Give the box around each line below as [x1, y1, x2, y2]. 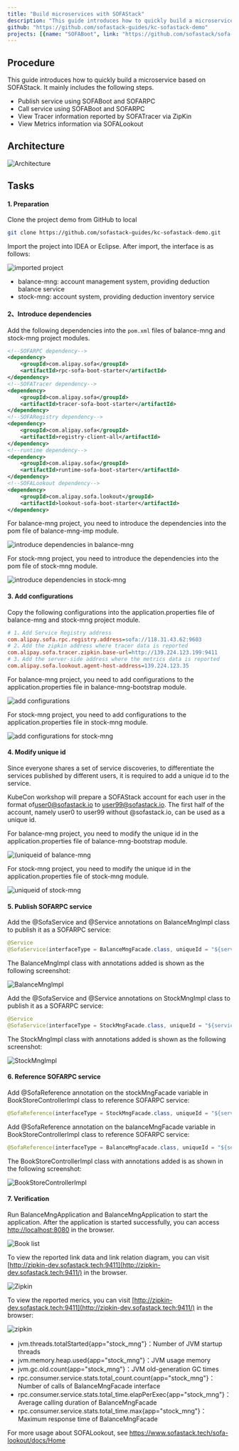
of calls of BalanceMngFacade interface [43, 1381, 161, 1390]
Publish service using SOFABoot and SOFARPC [17, 97, 156, 105]
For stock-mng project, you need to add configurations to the [7, 710, 187, 719]
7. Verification [7, 1195, 50, 1203]
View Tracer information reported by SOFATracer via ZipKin [17, 112, 192, 121]
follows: [7, 250, 31, 259]
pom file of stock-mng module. [7, 562, 98, 571]
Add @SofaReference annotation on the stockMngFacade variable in [7, 1088, 208, 1097]
